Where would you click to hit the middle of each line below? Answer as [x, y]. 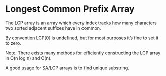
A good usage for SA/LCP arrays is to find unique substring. [67, 68]
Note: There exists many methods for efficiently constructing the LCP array [83, 53]
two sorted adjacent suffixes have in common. [53, 28]
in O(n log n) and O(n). [28, 58]
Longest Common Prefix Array [70, 9]
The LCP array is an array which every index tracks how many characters [81, 23]
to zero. [13, 43]
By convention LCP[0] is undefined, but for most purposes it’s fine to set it [82, 38]
